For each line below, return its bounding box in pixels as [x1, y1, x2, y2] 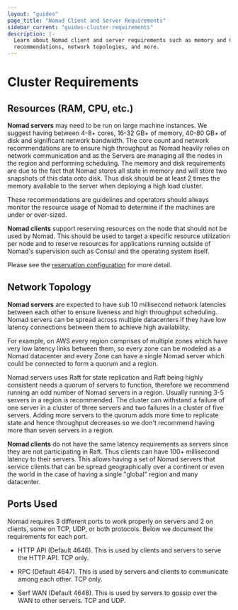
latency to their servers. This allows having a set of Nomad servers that [7, 454, 215, 463]
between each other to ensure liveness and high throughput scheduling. [7, 307, 218, 316]
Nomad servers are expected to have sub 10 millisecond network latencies [7, 300, 227, 309]
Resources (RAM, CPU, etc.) [7, 102, 134, 114]
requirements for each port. [7, 532, 88, 540]
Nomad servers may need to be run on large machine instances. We [7, 122, 208, 129]
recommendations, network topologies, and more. [13, 43, 160, 50]
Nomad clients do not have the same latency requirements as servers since [7, 439, 229, 448]
